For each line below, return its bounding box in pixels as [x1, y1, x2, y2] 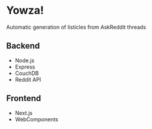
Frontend [6, 94, 41, 104]
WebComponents [14, 115, 59, 123]
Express [14, 63, 35, 70]
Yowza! [6, 4, 44, 17]
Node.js [14, 56, 35, 64]
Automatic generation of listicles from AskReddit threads [6, 23, 146, 31]
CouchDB [14, 70, 39, 77]
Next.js [14, 109, 33, 116]
